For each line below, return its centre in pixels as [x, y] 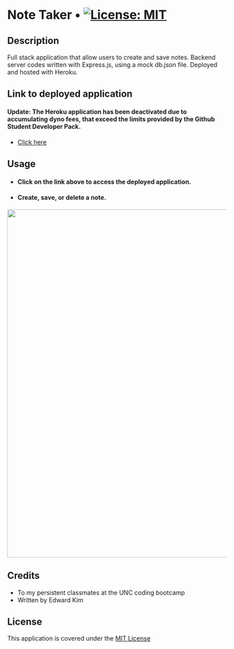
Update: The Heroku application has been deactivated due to [97, 111]
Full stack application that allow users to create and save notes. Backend [111, 57]
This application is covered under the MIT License [79, 639]
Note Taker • [44, 15]
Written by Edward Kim [50, 600]
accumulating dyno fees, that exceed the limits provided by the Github [111, 119]
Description [33, 41]
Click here [32, 142]
